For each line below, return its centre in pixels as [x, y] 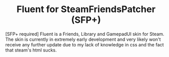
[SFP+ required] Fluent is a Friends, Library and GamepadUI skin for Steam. [85, 34]
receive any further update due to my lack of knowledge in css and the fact [84, 44]
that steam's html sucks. [31, 50]
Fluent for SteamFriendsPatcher [86, 9]
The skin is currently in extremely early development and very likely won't [83, 39]
